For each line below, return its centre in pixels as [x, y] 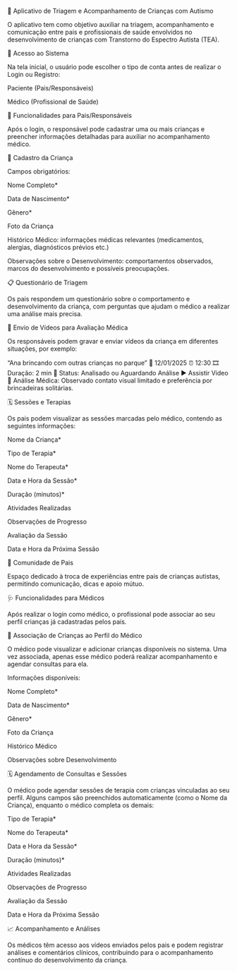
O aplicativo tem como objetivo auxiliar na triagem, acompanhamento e [111, 24]
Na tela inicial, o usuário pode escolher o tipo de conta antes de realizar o [114, 67]
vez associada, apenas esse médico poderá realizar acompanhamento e [113, 657]
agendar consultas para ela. [48, 664]
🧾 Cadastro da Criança [40, 158]
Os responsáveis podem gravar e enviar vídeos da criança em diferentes [113, 341]
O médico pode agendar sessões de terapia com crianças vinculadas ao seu [119, 790]
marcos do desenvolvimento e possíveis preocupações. [89, 269]
